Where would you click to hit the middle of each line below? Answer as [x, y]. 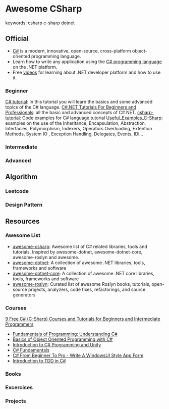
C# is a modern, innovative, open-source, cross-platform [72, 50]
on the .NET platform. [35, 67]
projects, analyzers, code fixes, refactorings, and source [87, 289]
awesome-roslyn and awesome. [46, 257]
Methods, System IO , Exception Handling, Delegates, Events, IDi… [74, 134]
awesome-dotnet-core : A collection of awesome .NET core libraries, [83, 273]
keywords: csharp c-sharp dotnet [40, 23]
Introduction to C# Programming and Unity [57, 345]
